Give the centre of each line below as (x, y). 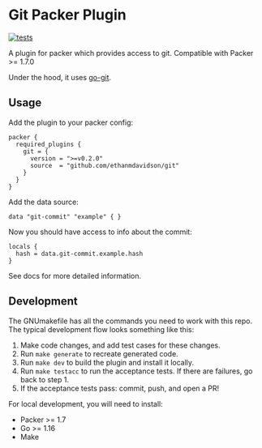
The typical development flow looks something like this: (101, 329)
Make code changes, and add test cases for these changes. (120, 345)
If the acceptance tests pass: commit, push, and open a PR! (120, 388)
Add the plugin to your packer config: (71, 122)
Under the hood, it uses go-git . (60, 77)
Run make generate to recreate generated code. (99, 353)
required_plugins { (49, 144)
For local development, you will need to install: (86, 403)
